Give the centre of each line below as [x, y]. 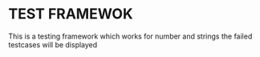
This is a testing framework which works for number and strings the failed [130, 36]
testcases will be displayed [53, 44]
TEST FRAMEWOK [71, 14]
